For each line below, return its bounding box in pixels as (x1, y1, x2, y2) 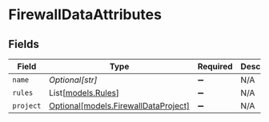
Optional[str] (49, 74, 98, 85)
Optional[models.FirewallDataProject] (49, 100, 191, 111)
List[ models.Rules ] (49, 88, 120, 98)
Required (197, 61, 234, 72)
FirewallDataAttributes (8, 6, 163, 24)
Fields (8, 37, 40, 51)
